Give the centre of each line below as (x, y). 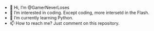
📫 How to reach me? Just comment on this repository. (65, 23)
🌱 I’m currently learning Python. (41, 18)
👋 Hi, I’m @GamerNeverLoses (39, 8)
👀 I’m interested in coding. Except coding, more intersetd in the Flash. (79, 13)
